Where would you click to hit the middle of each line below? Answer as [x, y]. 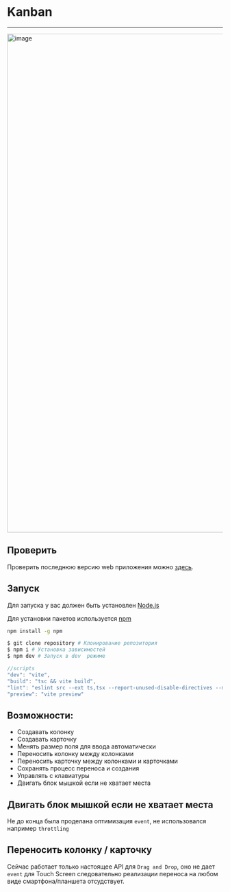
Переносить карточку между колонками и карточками [97, 761]
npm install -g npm [35, 631]
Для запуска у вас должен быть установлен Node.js [83, 605]
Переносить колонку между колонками [75, 754]
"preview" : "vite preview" [46, 694]
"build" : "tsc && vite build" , [52, 681]
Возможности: [40, 715]
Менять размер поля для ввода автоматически [86, 746]
